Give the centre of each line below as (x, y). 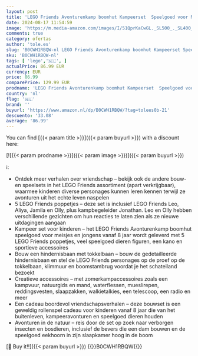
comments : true (25, 34)
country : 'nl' (24, 94)
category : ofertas (29, 39)
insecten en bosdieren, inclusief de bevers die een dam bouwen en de (100, 329)
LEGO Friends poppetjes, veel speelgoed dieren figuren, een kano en (98, 241)
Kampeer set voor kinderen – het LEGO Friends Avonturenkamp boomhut (103, 229)
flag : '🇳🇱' (21, 99)
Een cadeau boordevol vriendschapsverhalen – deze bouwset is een (98, 304)
